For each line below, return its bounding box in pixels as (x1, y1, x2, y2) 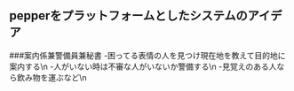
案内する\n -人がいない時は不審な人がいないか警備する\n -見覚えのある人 (9, 61, 277, 72)
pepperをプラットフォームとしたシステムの (9, 8, 249, 24)
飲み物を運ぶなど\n (16, 72, 87, 82)
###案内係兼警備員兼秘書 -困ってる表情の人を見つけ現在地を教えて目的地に (9, 49, 286, 60)
